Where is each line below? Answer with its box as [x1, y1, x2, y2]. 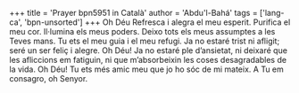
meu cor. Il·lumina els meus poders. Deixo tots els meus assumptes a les [9, 27, 276, 36]
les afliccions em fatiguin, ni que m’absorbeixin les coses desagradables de [9, 55, 287, 65]
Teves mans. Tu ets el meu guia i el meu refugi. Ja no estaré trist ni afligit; [9, 35, 280, 46]
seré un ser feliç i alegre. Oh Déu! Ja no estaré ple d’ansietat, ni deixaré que [9, 45, 288, 56]
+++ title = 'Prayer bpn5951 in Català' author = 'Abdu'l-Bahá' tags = [9, 8, 258, 18]
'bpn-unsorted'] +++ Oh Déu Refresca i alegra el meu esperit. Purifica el [24, 17, 291, 27]
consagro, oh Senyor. [9, 74, 88, 83]
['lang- [259, 8, 285, 18]
